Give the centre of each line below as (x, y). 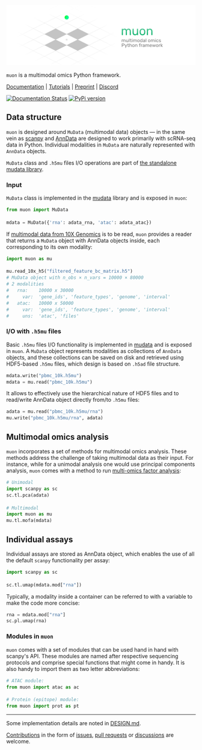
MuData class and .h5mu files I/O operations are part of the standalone (92, 163)
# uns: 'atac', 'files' (43, 316)
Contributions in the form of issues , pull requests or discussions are (90, 735)
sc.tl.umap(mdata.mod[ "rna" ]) (44, 585)
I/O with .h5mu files (34, 331)
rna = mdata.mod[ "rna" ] (36, 615)
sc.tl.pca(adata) (28, 495)
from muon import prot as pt (43, 706)
